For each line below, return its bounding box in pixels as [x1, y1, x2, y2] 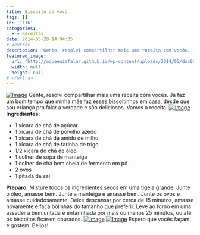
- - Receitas [11, 31, 44, 37]
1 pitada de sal [14, 173, 51, 180]
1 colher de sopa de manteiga [14, 153, 87, 161]
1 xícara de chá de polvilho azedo [14, 129, 97, 136]
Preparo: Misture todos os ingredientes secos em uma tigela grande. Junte [6, 184, 190, 191]
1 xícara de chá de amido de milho [14, 134, 99, 142]
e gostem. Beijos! [6, 222, 49, 229]
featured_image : [6, 53, 46, 59]
